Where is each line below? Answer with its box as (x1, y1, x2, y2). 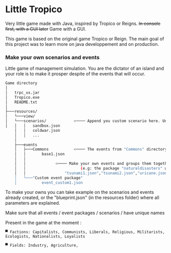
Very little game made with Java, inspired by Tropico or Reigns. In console (5, 20, 161, 26)
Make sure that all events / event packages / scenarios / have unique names (5, 210, 165, 216)
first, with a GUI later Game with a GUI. (5, 25, 87, 32)
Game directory (5, 80, 38, 86)
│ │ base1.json (14, 152, 65, 157)
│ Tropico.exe (5, 95, 40, 100)
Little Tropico (5, 4, 63, 15)
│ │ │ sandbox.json (5, 123, 60, 128)
